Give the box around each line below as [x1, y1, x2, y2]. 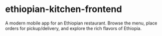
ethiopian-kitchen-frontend [5, 3, 122, 15]
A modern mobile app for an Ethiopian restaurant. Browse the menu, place [5, 20, 158, 26]
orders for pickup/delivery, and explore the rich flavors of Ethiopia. [5, 25, 142, 31]
